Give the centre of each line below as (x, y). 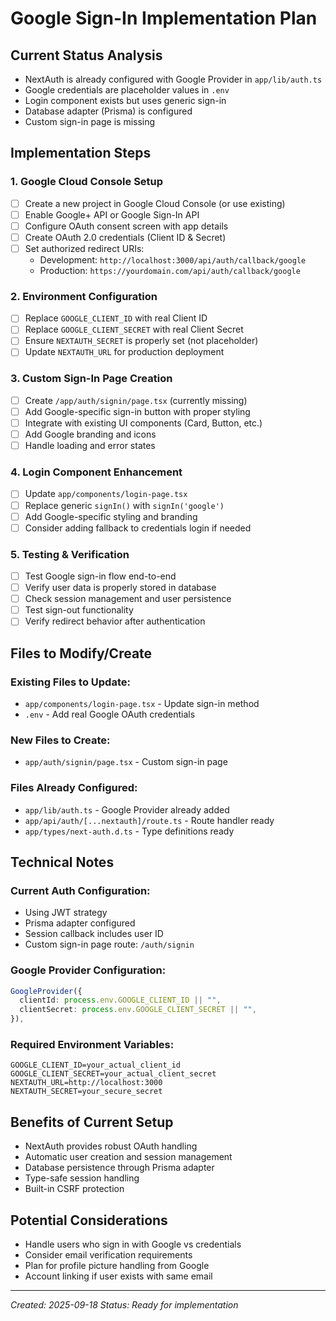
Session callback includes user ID (94, 934)
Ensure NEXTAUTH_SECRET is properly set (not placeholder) (141, 341)
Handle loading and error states (90, 446)
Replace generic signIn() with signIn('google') (124, 505)
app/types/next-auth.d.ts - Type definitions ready (129, 831)
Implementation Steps (81, 153)
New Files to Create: (60, 740)
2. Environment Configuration (84, 296)
